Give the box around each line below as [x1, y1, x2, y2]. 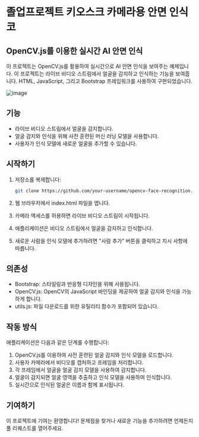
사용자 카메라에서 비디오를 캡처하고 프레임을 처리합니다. [14, 359, 144, 366]
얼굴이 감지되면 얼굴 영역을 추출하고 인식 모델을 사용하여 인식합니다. [14, 374, 172, 381]
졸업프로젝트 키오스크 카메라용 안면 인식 [6, 5, 189, 19]
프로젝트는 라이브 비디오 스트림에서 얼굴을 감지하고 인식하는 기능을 [20, 70, 174, 77]
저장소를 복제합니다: [14, 176, 61, 183]
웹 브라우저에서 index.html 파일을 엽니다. [14, 199, 110, 206]
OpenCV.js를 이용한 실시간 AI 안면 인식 [6, 46, 143, 56]
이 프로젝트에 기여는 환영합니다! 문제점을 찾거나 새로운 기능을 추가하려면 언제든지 [6, 417, 194, 424]
